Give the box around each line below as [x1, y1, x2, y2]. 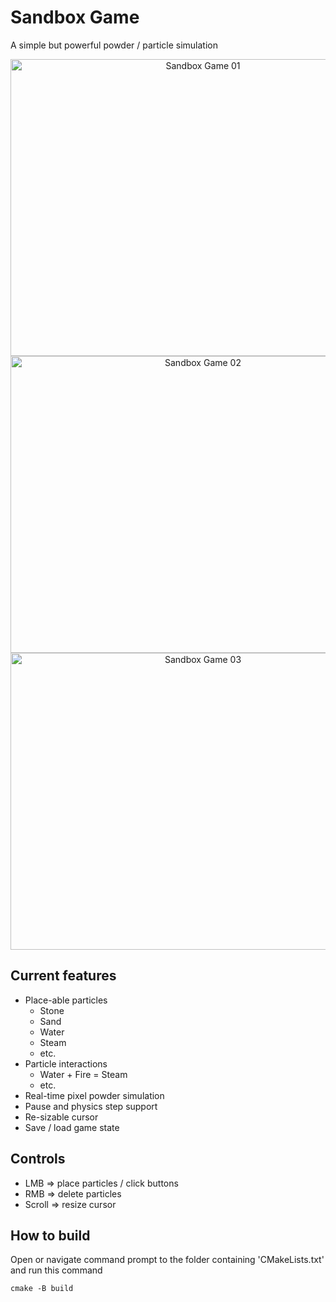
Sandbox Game [10, 6, 140, 29]
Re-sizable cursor [24, 1111, 99, 1123]
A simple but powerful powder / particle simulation [10, 39, 219, 51]
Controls [10, 1151, 66, 1168]
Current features [10, 967, 117, 985]
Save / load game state [24, 1121, 120, 1133]
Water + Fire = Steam [39, 1068, 128, 1080]
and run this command [10, 1264, 103, 1276]
